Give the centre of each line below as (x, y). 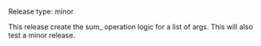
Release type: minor (41, 11)
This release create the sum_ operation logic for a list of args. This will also (130, 27)
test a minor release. (42, 35)
